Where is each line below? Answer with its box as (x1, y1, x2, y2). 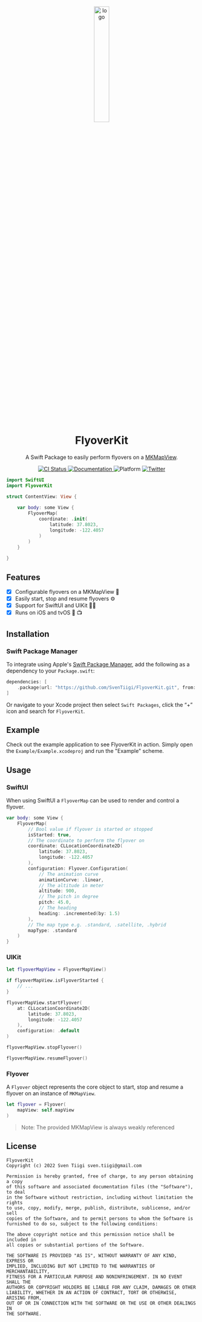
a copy (6, 1178, 23, 1185)
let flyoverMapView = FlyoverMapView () (6, 966, 107, 973)
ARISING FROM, (6, 1295, 42, 1301)
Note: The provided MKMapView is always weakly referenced (21, 1124, 175, 1131)
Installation (6, 629, 50, 639)
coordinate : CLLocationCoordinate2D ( (28, 843, 123, 849)
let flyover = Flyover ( (6, 1101, 67, 1108)
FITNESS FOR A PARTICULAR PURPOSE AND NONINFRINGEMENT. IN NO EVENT (6, 1274, 183, 1280)
